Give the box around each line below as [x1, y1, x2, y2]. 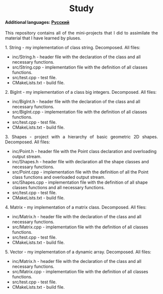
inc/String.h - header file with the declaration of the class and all [12, 54, 141, 60]
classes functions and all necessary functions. [12, 185, 105, 190]
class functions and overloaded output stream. [12, 174, 106, 180]
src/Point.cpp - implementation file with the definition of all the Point [12, 169, 149, 175]
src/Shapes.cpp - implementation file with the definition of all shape [12, 179, 148, 185]
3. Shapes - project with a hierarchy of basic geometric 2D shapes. [5, 134, 158, 140]
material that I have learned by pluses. [5, 35, 81, 41]
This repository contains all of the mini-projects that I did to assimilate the [5, 30, 158, 36]
